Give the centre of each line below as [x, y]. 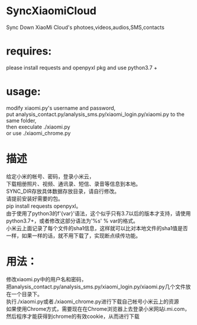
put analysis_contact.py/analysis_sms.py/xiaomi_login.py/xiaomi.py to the [95, 114]
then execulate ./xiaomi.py [38, 127]
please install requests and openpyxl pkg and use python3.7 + [82, 67]
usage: [24, 91]
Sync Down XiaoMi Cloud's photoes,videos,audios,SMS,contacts [85, 27]
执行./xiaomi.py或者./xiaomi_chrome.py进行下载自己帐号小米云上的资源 [93, 301]
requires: [29, 51]
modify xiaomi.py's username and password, [61, 108]
